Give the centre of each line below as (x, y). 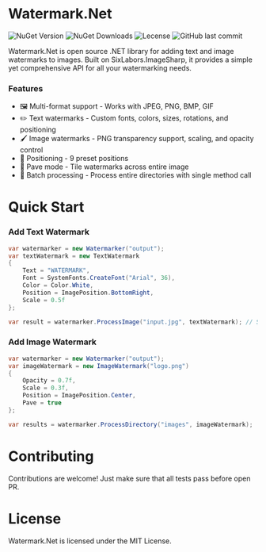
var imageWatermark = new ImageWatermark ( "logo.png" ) (99, 366)
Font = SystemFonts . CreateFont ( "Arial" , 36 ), (99, 278)
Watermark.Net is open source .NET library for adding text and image (121, 51)
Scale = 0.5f (44, 300)
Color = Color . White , (58, 286)
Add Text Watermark (49, 232)
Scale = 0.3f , (46, 388)
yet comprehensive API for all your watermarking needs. (100, 67)
